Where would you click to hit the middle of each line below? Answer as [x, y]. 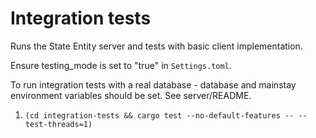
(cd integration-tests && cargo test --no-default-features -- [159, 115]
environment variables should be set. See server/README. [131, 95]
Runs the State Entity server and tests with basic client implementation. [156, 46]
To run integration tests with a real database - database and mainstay [153, 84]
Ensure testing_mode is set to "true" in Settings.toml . [121, 65]
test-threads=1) [58, 124]
